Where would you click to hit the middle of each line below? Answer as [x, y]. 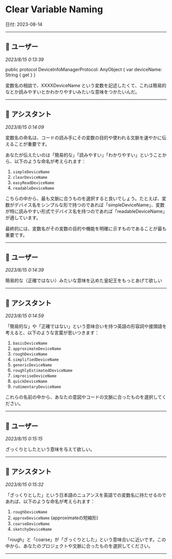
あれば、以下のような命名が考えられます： [50, 501]
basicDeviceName [30, 344]
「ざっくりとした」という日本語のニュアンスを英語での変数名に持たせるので [86, 495]
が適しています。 [23, 218]
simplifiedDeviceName [36, 360]
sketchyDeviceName [32, 529]
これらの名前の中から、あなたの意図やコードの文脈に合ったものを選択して [84, 397]
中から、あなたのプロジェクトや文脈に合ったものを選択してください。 [79, 546]
